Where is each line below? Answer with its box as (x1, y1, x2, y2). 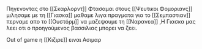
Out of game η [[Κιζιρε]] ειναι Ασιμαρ (6, 36, 102, 43)
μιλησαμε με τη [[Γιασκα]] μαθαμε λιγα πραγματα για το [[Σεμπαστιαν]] (6, 11, 191, 19)
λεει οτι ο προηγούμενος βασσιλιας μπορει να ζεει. (6, 24, 138, 31)
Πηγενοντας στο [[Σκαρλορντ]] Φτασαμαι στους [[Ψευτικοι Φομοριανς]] (6, 5, 193, 12)
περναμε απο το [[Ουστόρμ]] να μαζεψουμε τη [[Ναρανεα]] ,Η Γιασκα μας (6, 18, 196, 25)
